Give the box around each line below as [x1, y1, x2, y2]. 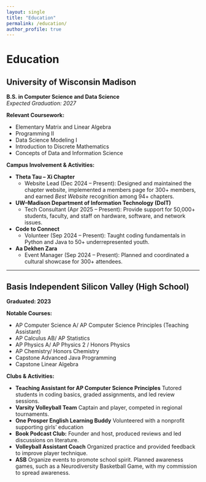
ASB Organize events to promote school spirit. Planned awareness [15, 456, 184, 464]
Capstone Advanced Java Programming [15, 354, 116, 362]
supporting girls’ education [15, 424, 84, 431]
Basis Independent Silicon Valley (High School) [6, 281, 189, 292]
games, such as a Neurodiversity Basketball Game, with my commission [15, 462, 197, 470]
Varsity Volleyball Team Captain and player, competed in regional [15, 404, 183, 411]
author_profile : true [6, 26, 62, 33]
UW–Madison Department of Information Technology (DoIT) [15, 199, 172, 207]
